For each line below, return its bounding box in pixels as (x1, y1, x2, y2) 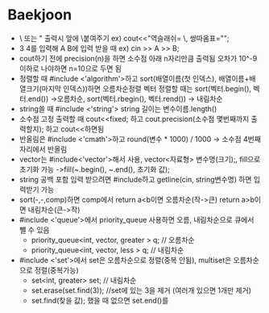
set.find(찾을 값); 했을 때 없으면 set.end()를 (31, 295, 169, 305)
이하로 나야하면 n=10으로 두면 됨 (19, 63, 122, 73)
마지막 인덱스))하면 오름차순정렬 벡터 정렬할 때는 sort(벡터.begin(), (41, 83, 251, 94)
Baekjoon (7, 6, 72, 24)
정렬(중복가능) (34, 265, 79, 275)
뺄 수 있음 (19, 224, 50, 235)
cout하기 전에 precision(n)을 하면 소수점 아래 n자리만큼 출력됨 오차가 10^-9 (19, 53, 258, 63)
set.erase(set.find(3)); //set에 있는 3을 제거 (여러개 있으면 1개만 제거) (31, 285, 251, 295)
